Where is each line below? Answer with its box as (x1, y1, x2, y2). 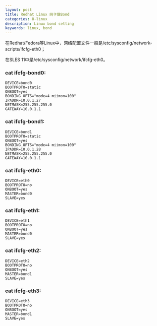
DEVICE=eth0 (5, 178, 30, 184)
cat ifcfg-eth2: (5, 247, 41, 254)
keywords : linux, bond (5, 26, 52, 31)
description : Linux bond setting (5, 21, 74, 26)
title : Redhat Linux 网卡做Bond (5, 12, 70, 17)
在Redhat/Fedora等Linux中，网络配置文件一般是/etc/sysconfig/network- (5, 40, 153, 46)
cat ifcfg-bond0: (5, 69, 46, 76)
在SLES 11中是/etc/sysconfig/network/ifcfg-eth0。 (5, 57, 108, 63)
